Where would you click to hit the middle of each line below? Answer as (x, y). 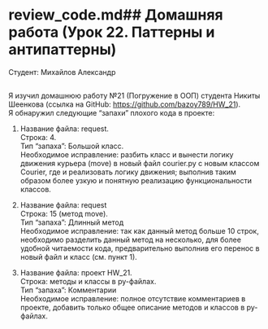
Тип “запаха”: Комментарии (68, 290)
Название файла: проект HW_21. (76, 273)
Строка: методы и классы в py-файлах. (88, 282)
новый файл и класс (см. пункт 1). (79, 257)
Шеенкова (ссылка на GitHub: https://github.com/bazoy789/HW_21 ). (125, 104)
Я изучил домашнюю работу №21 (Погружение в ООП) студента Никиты (134, 96)
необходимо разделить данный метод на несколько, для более (131, 240)
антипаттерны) (63, 50)
